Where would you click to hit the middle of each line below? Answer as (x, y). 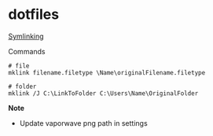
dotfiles (34, 15)
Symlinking (26, 36)
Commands (27, 51)
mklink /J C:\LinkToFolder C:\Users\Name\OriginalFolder (103, 93)
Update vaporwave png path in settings (83, 123)
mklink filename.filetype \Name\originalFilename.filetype (107, 72)
